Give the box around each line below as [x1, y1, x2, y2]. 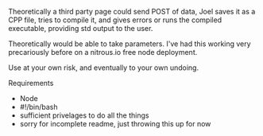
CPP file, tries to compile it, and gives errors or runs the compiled [8, 15, 222, 25]
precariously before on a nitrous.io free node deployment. [8, 48, 198, 56]
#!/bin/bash [19, 103, 58, 111]
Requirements [8, 79, 54, 87]
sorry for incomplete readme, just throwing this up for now [19, 119, 211, 128]
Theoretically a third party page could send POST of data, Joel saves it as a [8, 7, 256, 16]
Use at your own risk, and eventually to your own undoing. [8, 63, 199, 72]
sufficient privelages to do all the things [19, 111, 149, 120]
